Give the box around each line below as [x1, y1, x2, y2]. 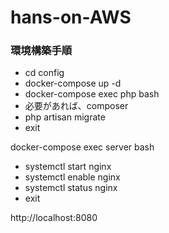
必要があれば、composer [24, 100, 129, 112]
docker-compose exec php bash [24, 88, 160, 100]
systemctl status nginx [24, 182, 118, 194]
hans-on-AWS [10, 6, 132, 29]
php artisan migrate [24, 111, 106, 123]
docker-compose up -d [24, 77, 122, 90]
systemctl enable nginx [24, 171, 121, 183]
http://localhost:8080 [10, 212, 98, 224]
